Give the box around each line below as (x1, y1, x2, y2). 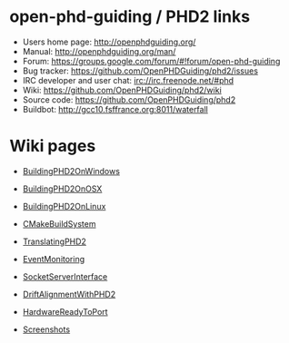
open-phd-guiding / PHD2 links (9, 6, 251, 27)
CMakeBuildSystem (22, 218, 96, 229)
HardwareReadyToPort (22, 306, 108, 317)
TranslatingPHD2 (22, 236, 86, 247)
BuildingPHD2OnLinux (22, 201, 106, 211)
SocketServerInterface (22, 270, 108, 282)
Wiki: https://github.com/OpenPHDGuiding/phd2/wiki (22, 84, 223, 95)
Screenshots (22, 324, 71, 335)
